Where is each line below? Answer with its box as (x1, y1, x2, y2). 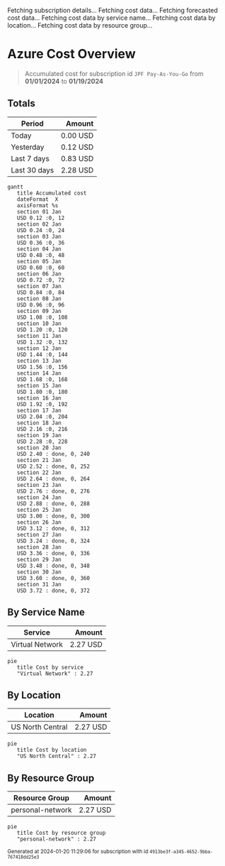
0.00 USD (61, 131, 94, 141)
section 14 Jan (16, 369, 62, 377)
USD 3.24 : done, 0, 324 (16, 537, 91, 544)
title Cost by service (16, 664, 83, 671)
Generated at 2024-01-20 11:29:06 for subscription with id (7, 848, 149, 855)
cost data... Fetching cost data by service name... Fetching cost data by (7, 13, 216, 22)
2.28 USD (61, 165, 94, 175)
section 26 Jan (16, 518, 62, 526)
